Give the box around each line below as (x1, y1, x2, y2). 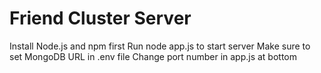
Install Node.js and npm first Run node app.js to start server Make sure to (9, 40, 311, 52)
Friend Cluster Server (9, 7, 192, 30)
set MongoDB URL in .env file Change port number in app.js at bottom (9, 50, 298, 62)
